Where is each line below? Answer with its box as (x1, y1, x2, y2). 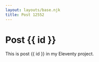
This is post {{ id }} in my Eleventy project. (5, 51, 94, 57)
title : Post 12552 (5, 12, 44, 17)
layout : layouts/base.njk (5, 7, 60, 13)
